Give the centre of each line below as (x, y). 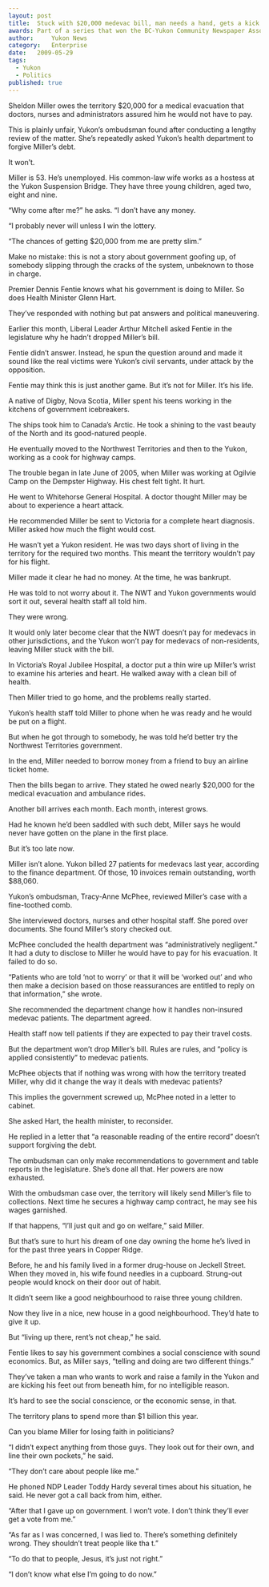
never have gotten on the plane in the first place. (88, 832)
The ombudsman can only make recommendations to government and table (133, 1160)
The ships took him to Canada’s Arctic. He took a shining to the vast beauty (132, 424)
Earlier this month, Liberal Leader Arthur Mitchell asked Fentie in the (120, 328)
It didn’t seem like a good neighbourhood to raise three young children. (125, 1297)
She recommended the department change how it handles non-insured (125, 1009)
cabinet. (22, 1105)
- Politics (34, 75)
